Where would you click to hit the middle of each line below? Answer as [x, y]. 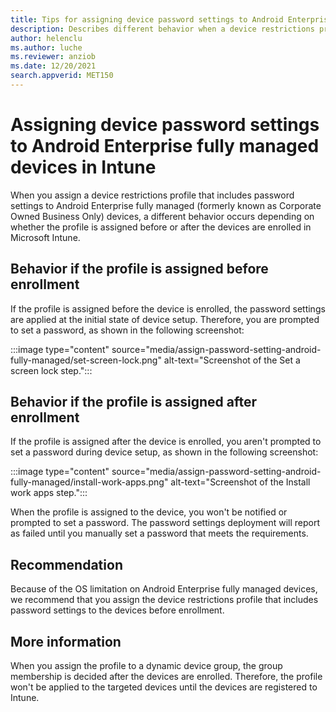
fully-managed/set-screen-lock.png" [86, 360]
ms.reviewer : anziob [53, 57]
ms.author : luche [46, 47]
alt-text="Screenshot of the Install [240, 482]
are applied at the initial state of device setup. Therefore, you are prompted [165, 319]
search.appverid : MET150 [62, 76]
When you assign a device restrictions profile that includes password [152, 195]
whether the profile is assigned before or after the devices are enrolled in [161, 227]
